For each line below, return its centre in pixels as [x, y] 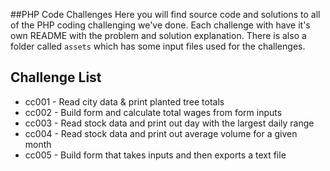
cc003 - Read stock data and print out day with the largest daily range [169, 123]
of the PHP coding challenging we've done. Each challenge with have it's [160, 25]
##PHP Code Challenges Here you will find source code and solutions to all [165, 14]
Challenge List [56, 77]
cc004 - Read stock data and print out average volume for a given [161, 133]
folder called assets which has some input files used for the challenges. [158, 46]
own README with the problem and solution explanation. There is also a [158, 35]
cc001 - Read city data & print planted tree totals [124, 101]
